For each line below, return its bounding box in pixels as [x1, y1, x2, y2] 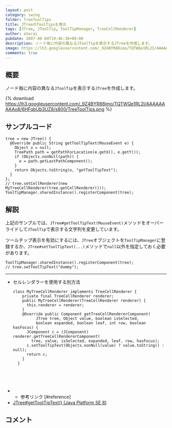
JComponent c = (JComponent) [26, 329, 89, 334]
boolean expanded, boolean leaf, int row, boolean [35, 320, 146, 326]
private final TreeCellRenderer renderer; [22, 293, 114, 298]
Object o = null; [14, 145, 52, 151]
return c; [26, 352, 48, 357]
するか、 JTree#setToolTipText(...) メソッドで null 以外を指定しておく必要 [9, 243, 166, 249]
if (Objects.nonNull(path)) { [14, 154, 79, 159]
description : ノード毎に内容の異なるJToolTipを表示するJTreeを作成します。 [5, 41, 153, 46]
